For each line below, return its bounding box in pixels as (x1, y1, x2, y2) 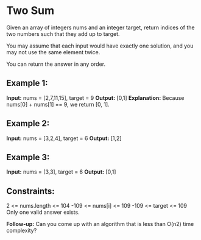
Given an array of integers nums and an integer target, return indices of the (6, 24, 195, 31)
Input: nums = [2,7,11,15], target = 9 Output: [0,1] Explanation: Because (6, 94, 185, 101)
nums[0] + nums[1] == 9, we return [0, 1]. (6, 101, 110, 108)
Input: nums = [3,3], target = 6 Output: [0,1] (6, 168, 116, 175)
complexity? (6, 227, 37, 235)
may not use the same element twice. (6, 48, 100, 55)
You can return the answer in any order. (6, 60, 105, 68)
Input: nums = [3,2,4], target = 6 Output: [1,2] (6, 135, 122, 142)
